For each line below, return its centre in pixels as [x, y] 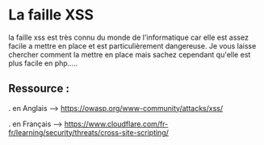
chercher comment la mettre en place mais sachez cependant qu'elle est [130, 54]
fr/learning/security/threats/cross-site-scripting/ [89, 132]
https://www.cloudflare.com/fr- [116, 124]
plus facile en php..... [43, 63]
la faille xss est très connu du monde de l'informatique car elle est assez [128, 37]
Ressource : [39, 89]
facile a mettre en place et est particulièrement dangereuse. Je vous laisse [132, 45]
